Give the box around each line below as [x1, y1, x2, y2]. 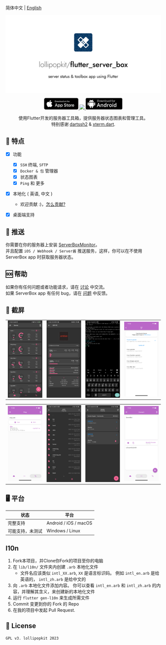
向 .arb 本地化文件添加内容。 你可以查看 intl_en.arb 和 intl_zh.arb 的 [12, 582, 157, 588]
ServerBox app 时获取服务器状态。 [5, 254, 76, 260]
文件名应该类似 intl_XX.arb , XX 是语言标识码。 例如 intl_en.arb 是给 [20, 570, 160, 576]
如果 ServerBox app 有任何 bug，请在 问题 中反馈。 [5, 290, 110, 296]
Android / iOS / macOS [46, 520, 93, 526]
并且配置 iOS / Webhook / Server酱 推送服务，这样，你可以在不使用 [5, 248, 142, 254]
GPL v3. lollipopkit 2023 [5, 636, 59, 641]
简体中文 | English [5, 5, 42, 10]
